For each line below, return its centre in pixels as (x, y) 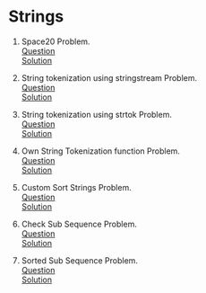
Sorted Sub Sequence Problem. (79, 260)
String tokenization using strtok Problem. (96, 114)
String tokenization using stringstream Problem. (109, 77)
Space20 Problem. (56, 41)
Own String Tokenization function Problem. (101, 151)
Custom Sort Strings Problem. (76, 187)
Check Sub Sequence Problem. (79, 224)
